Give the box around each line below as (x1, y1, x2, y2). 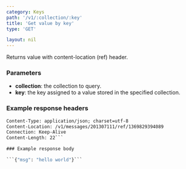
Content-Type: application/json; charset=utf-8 (6, 118, 129, 124)
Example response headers (6, 104, 89, 112)
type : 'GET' (6, 26, 36, 32)
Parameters (6, 69, 41, 77)
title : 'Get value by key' (6, 20, 75, 26)
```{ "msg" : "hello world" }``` (6, 157, 83, 163)
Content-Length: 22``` (6, 135, 64, 141)
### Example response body (6, 146, 75, 152)
